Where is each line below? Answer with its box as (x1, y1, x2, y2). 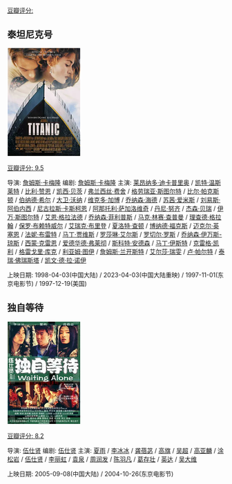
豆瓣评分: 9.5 (7, 164, 44, 172)
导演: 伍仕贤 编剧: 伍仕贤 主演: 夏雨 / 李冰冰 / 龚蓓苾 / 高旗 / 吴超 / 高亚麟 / (7, 447, 216, 455)
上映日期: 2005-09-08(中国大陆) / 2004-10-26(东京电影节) (7, 470, 174, 478)
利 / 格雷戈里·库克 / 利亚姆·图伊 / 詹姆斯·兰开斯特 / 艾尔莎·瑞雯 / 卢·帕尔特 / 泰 (7, 248, 225, 256)
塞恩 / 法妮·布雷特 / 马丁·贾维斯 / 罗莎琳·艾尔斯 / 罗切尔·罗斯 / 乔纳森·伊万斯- (7, 231, 222, 239)
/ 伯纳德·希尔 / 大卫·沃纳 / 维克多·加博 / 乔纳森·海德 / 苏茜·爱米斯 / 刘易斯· (14, 196, 221, 204)
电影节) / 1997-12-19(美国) (12, 280, 88, 288)
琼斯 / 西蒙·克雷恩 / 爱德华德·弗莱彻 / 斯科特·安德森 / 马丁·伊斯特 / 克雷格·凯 (7, 239, 220, 247)
